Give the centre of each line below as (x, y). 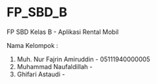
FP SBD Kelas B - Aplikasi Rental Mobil (63, 32)
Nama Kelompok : (33, 45)
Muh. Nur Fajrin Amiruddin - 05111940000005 (83, 59)
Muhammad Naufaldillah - (54, 66)
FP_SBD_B (37, 12)
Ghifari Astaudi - (41, 74)
